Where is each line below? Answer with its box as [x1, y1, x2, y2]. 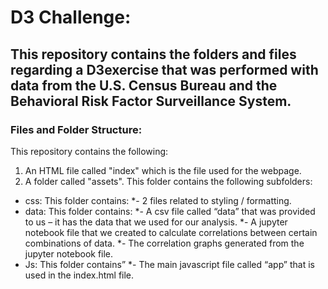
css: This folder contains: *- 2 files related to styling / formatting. [24, 194, 292, 206]
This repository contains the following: [10, 145, 169, 157]
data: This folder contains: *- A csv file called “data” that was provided [24, 205, 316, 217]
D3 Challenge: [10, 6, 132, 29]
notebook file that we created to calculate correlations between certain [24, 226, 318, 238]
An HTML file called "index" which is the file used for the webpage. [24, 164, 302, 176]
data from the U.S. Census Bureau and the [10, 77, 278, 94]
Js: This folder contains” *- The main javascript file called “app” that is [24, 258, 315, 270]
